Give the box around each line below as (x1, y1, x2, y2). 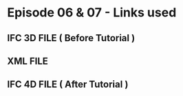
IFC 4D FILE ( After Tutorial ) (7, 79, 129, 91)
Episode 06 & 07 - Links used (7, 5, 177, 21)
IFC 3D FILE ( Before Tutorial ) (7, 32, 136, 44)
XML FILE (7, 55, 48, 67)
